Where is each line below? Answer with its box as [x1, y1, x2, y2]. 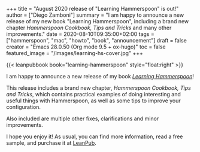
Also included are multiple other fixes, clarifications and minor [6, 115, 159, 122]
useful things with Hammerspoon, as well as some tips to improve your [6, 97, 181, 104]
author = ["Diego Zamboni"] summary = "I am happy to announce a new [6, 11, 184, 19]
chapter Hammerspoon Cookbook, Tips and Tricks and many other [6, 24, 172, 31]
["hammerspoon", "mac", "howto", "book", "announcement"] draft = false [6, 37, 187, 44]
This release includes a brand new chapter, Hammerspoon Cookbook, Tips [6, 84, 192, 92]
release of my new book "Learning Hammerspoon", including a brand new [6, 18, 189, 25]
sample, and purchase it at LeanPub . [6, 139, 97, 146]
